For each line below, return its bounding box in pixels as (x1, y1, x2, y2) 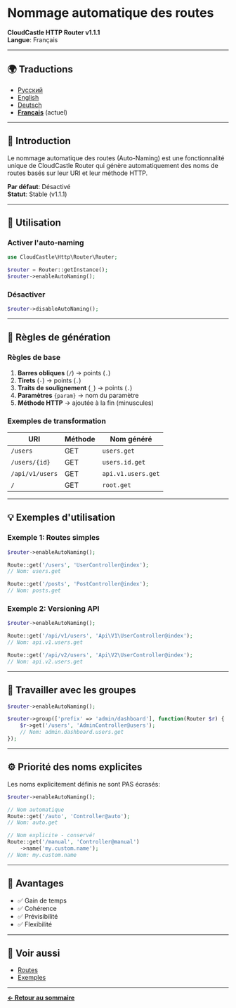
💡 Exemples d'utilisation (7, 512, 116, 524)
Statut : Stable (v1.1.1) (7, 190, 67, 198)
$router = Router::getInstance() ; (7, 266, 109, 273)
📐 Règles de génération (7, 332, 111, 344)
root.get (102, 482, 131, 489)
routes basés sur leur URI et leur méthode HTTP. (7, 169, 148, 177)
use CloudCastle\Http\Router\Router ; (7, 254, 118, 261)
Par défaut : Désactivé (7, 182, 71, 190)
